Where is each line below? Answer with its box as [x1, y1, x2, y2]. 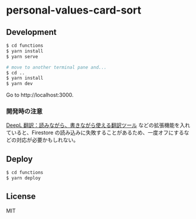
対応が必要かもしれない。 [16, 136, 79, 143]
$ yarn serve [6, 54, 38, 60]
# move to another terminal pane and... [6, 64, 107, 70]
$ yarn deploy [6, 175, 41, 181]
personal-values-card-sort [6, 4, 142, 17]
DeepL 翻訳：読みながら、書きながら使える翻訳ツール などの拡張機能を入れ [6, 122, 191, 129]
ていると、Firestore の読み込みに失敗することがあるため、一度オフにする [6, 129, 184, 136]
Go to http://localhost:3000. [6, 91, 74, 99]
